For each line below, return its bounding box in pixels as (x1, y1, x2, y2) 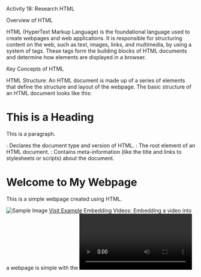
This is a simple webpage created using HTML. (6, 195, 123, 202)
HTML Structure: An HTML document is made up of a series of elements (6, 77, 185, 84)
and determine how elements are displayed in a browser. (6, 54, 146, 60)
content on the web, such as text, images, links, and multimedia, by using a (6, 41, 192, 48)
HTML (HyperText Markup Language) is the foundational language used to (6, 28, 190, 35)
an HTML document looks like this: (6, 90, 92, 96)
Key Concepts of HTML (6, 65, 64, 72)
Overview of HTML (6, 17, 53, 23)
